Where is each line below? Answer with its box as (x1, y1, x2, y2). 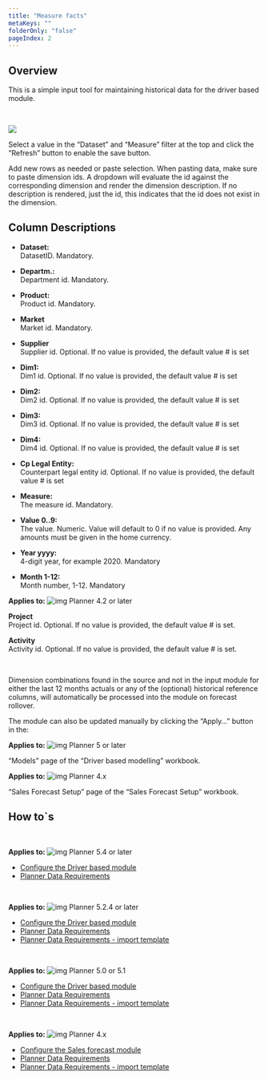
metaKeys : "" (8, 19, 52, 27)
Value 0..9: (19, 515, 58, 525)
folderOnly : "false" (8, 26, 78, 34)
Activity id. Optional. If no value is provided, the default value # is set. (8, 644, 238, 653)
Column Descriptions (8, 221, 116, 235)
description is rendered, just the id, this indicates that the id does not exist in (8, 189, 260, 199)
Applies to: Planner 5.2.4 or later (8, 902, 138, 911)
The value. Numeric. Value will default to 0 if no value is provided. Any (19, 523, 252, 533)
